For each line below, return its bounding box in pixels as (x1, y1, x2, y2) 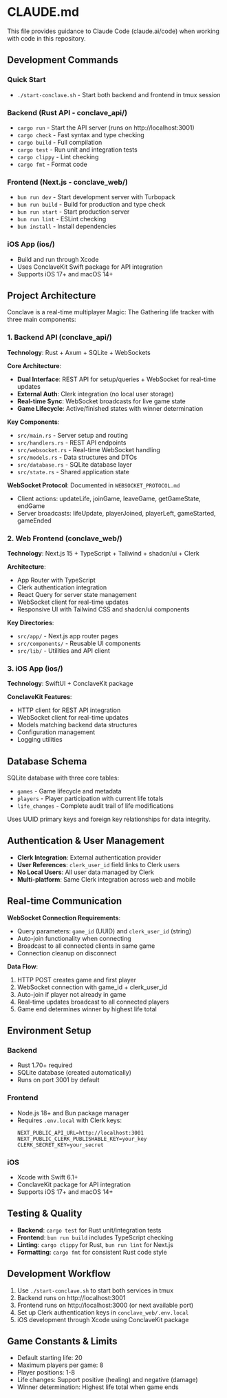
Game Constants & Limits (7, 1335, 118, 1347)
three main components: (7, 315, 77, 324)
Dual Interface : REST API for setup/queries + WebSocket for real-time (17, 375, 217, 383)
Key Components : (7, 418, 60, 426)
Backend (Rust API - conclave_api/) (7, 108, 128, 117)
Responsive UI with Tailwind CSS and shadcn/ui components (17, 605, 190, 614)
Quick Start (7, 75, 46, 85)
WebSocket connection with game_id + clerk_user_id (17, 983, 168, 991)
